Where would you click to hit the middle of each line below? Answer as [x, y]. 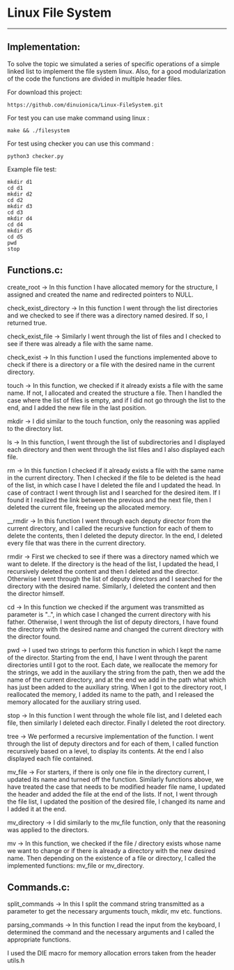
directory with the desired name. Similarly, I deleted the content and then [112, 586]
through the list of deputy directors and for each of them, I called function [113, 744]
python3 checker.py [36, 156]
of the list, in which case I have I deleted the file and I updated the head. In [114, 485]
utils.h [16, 961]
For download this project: [45, 92]
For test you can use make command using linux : [78, 118]
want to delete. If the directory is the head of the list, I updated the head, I [113, 564]
